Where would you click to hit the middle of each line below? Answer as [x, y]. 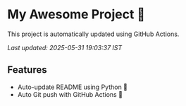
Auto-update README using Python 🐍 [73, 87]
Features [27, 70]
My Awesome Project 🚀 [76, 14]
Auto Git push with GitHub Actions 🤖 [70, 94]
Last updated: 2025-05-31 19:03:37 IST [64, 47]
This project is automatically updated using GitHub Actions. [93, 34]
